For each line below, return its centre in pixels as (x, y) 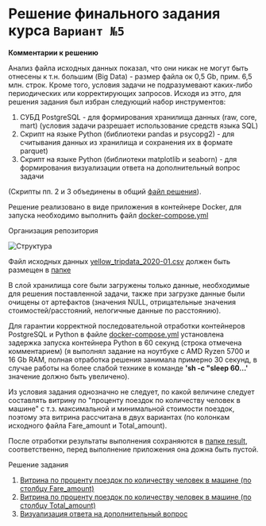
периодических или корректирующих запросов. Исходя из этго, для (125, 93)
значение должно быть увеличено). (69, 376)
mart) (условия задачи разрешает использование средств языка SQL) (139, 125)
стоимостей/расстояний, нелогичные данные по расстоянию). (115, 310)
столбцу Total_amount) (58, 505)
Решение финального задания (114, 14)
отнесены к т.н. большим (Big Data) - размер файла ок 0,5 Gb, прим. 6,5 (130, 76)
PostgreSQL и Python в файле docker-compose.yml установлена (116, 334)
